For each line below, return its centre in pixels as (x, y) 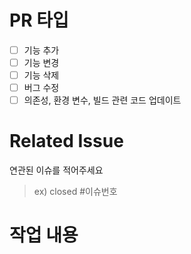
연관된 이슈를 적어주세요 (56, 170)
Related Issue (66, 141)
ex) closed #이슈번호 (75, 192)
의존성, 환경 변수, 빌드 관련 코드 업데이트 (102, 100)
